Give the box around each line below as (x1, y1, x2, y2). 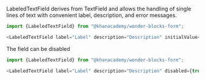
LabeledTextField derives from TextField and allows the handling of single (6, 5, 192, 12)
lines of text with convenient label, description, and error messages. (6, 12, 177, 19)
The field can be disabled (6, 45, 70, 52)
